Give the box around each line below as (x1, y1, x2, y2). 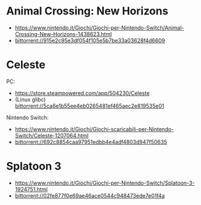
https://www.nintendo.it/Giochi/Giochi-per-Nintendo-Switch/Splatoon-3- (14, 179, 195, 186)
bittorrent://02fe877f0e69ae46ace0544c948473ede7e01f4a (14, 192, 165, 199)
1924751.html (14, 185, 48, 193)
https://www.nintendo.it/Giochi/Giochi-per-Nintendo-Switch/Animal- (14, 24, 184, 31)
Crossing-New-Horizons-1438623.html (14, 30, 112, 37)
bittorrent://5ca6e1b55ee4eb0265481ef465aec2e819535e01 (14, 102, 164, 109)
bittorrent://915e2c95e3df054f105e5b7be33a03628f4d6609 (14, 37, 165, 44)
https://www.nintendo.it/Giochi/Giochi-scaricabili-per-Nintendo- (14, 125, 174, 133)
